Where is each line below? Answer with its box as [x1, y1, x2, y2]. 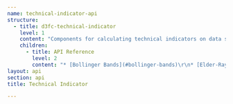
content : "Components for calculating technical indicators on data [19, 36, 222, 43]
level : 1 [19, 29, 45, 37]
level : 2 [32, 55, 58, 62]
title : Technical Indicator [7, 81, 89, 87]
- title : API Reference [25, 49, 95, 56]
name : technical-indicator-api [7, 10, 98, 17]
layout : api [7, 67, 42, 74]
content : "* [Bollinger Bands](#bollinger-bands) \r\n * [32, 61, 194, 68]
